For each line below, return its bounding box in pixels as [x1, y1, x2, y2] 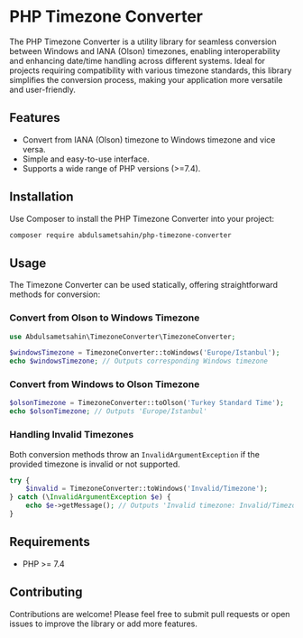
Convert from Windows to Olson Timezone [9, 378, 200, 391]
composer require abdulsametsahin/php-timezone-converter [9, 230, 232, 240]
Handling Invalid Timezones [9, 429, 134, 441]
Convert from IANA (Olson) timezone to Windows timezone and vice [22, 134, 276, 145]
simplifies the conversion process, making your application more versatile [9, 74, 283, 85]
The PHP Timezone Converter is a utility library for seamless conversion [9, 36, 277, 47]
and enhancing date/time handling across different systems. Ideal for [9, 55, 266, 66]
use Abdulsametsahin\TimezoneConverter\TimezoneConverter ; [9, 332, 236, 341]
